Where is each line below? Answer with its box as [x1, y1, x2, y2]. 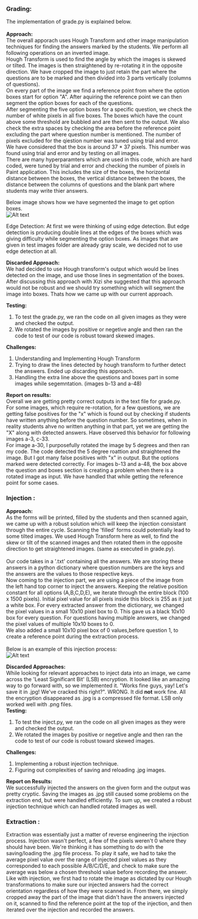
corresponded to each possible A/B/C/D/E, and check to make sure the [6, 862, 179, 869]
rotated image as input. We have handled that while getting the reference [6, 473, 184, 480]
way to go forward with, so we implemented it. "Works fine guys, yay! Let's [6, 682, 189, 689]
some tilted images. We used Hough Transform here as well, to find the [6, 533, 179, 540]
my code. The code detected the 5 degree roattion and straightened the [6, 448, 181, 455]
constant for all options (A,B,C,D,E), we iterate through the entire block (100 [6, 589, 189, 596]
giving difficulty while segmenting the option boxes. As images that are [6, 235, 179, 242]
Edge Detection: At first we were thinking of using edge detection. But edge [6, 223, 190, 230]
